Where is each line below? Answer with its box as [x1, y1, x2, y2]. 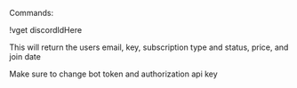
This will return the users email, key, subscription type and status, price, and [9, 42, 289, 52]
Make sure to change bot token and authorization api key [9, 68, 218, 79]
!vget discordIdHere [9, 25, 83, 35]
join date [9, 52, 42, 61]
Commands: [9, 8, 54, 18]
